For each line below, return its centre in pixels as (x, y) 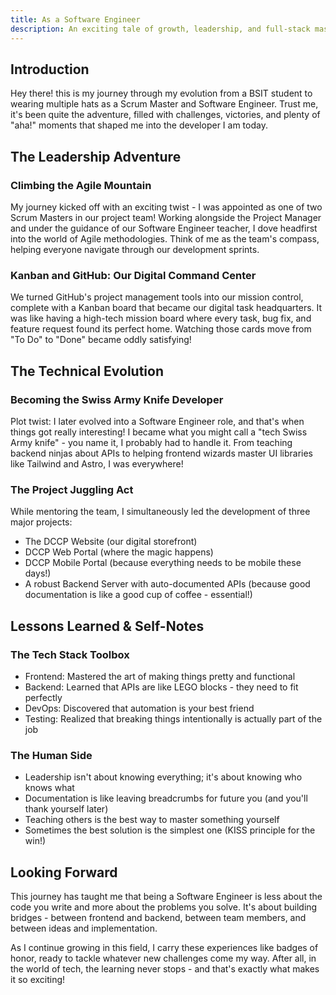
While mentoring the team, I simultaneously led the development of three (160, 512)
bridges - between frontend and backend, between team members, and (158, 918)
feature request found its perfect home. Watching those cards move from (161, 329)
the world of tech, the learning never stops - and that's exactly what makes (165, 969)
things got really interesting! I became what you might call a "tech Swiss (159, 432)
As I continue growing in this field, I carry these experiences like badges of (164, 948)
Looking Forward (64, 872)
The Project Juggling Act (72, 489)
